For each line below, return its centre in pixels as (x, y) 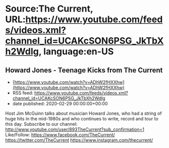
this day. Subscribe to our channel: (41, 124)
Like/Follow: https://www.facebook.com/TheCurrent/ (60, 135)
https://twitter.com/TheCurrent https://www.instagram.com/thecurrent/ (79, 140)
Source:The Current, (49, 9)
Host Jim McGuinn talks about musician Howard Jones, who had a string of (84, 113)
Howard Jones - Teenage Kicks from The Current (84, 70)
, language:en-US (76, 52)
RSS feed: (23, 93)
